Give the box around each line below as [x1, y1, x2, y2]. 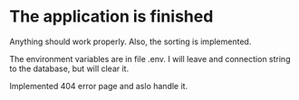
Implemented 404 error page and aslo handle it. [9, 80, 188, 91]
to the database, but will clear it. [9, 63, 130, 74]
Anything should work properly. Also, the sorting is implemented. [9, 36, 252, 47]
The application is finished [9, 6, 214, 27]
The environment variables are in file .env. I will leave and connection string [9, 53, 291, 64]
